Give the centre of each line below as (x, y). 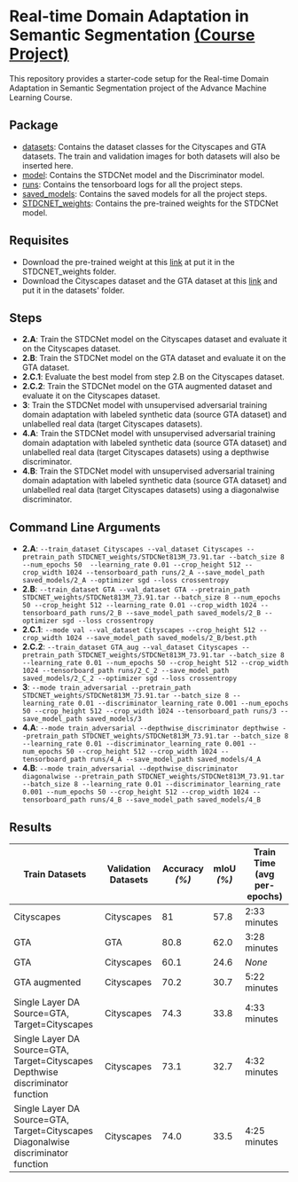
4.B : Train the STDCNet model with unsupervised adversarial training (148, 471)
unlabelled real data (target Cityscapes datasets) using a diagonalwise (150, 490)
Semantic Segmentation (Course (132, 35)
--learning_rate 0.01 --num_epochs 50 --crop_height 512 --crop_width (155, 663)
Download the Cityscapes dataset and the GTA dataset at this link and (149, 280)
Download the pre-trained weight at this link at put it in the (128, 262)
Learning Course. (41, 97)
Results (31, 827)
